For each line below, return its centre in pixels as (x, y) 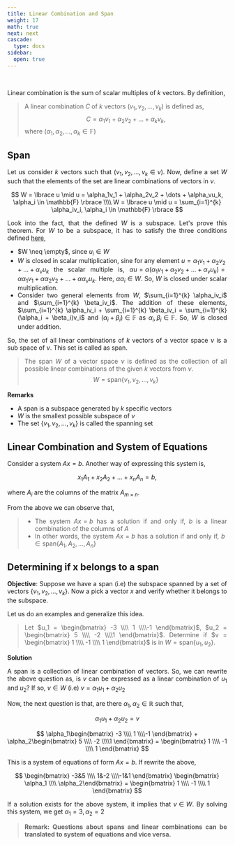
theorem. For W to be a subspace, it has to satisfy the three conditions (117, 230)
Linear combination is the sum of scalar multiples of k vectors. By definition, (116, 92)
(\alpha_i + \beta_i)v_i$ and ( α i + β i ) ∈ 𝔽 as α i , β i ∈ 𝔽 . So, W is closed (122, 318)
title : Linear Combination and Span (60, 14)
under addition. (39, 327)
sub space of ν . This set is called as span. (67, 348)
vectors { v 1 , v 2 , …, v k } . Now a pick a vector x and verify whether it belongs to (117, 592)
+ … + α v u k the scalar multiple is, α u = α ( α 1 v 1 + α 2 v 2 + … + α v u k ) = (121, 270)
